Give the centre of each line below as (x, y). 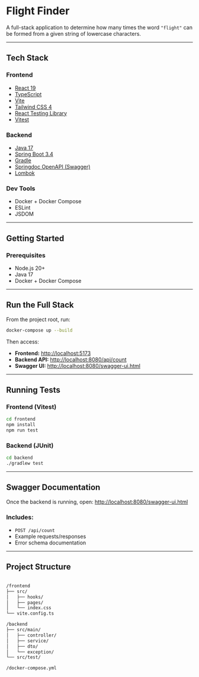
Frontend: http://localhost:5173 (53, 353)
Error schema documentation (50, 543)
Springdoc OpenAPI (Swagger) (52, 166)
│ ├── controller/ (32, 635)
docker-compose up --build (39, 330)
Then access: (23, 341)
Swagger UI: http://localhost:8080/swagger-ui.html (78, 366)
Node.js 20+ (30, 268)
